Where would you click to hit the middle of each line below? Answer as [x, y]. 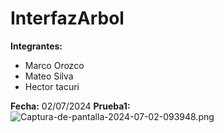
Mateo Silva [49, 76]
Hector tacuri [52, 86]
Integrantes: [36, 46]
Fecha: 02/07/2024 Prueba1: [70, 106]
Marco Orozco [54, 65]
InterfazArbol [67, 18]
